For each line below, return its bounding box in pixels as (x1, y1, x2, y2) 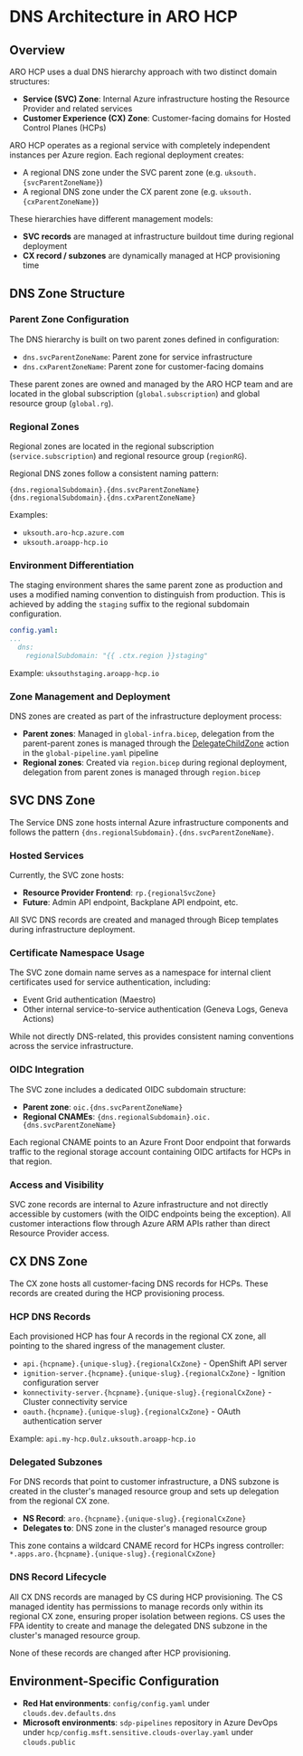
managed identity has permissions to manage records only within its (9, 1600, 264, 1612)
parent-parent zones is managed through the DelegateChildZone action (22, 738, 289, 749)
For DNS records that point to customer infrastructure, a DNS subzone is (9, 1476, 279, 1487)
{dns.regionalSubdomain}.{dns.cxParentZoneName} (9, 493, 196, 502)
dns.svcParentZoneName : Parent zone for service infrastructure (22, 351, 253, 362)
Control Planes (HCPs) (22, 122, 107, 133)
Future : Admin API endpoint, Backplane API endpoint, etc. (22, 897, 239, 908)
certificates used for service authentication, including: (9, 977, 211, 988)
